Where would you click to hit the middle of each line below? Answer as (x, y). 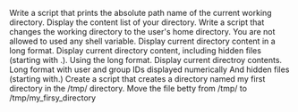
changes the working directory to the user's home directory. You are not (142, 32)
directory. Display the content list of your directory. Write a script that (137, 22)
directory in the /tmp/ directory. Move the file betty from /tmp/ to (128, 88)
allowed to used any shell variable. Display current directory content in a (142, 41)
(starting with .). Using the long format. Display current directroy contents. (146, 60)
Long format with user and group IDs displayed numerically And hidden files (149, 69)
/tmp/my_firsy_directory (53, 98)
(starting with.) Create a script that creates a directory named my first (137, 79)
